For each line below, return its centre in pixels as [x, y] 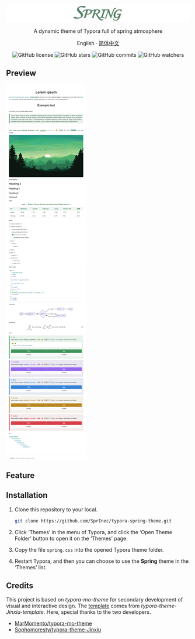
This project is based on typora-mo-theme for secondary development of [94, 600]
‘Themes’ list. [31, 567]
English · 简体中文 [98, 43]
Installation [27, 495]
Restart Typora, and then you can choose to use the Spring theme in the [102, 561]
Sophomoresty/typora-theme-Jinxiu [58, 630]
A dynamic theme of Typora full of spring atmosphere [98, 31]
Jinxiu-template [25, 612]
